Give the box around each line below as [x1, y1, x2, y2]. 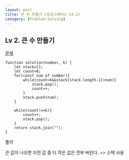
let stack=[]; [14, 65, 43, 70]
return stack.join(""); [14, 125, 64, 131]
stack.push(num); [23, 95, 59, 100]
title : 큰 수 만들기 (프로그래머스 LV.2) [5, 12, 81, 17]
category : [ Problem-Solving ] [5, 16, 65, 21]
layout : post [5, 7, 32, 12]
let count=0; [14, 69, 41, 74]
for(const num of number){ [14, 73, 70, 79]
